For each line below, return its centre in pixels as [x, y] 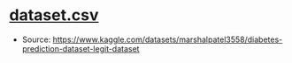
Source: [36, 39]
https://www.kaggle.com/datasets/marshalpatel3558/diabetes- [168, 39]
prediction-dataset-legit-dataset [81, 48]
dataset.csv [54, 15]
